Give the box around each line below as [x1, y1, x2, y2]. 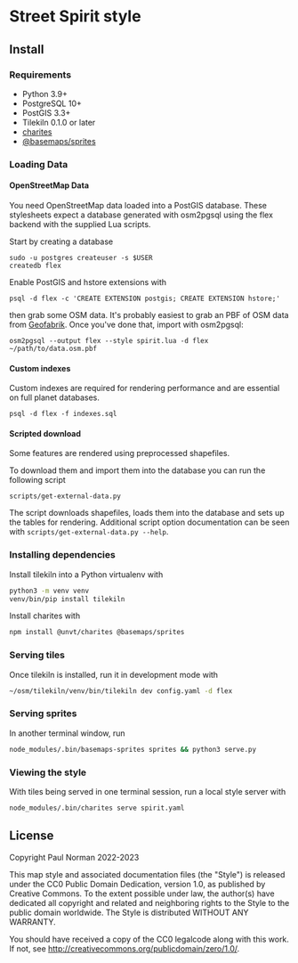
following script [9, 475, 67, 486]
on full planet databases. [9, 392, 101, 403]
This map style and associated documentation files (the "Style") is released [9, 869, 286, 879]
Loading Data [9, 158, 68, 170]
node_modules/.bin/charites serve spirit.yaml [9, 804, 185, 812]
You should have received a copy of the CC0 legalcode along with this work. [9, 934, 289, 944]
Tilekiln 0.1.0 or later [21, 117, 96, 127]
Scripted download [9, 428, 82, 438]
